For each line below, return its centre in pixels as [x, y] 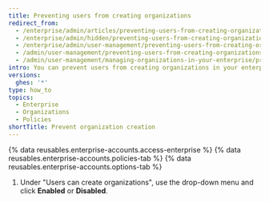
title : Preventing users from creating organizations [100, 16]
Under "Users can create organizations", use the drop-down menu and [137, 182]
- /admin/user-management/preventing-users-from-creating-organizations [139, 53]
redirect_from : [34, 23]
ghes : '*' [32, 82]
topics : [21, 97]
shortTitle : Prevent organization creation [82, 127]
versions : [25, 75]
